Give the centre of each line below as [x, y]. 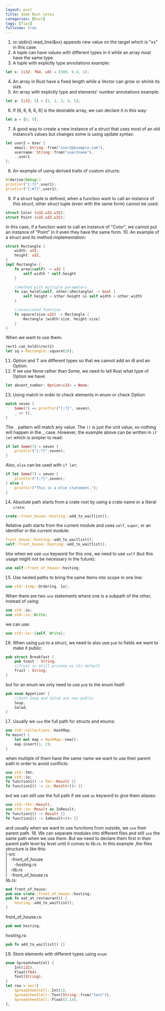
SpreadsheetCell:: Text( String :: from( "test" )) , [63, 995]
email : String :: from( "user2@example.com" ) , [60, 148]
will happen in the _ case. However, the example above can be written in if [81, 432]
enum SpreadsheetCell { [30, 963]
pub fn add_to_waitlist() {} [35, 944]
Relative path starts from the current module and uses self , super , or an [78, 525]
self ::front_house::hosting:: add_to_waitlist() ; [56, 544]
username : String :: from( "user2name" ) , [54, 152]
